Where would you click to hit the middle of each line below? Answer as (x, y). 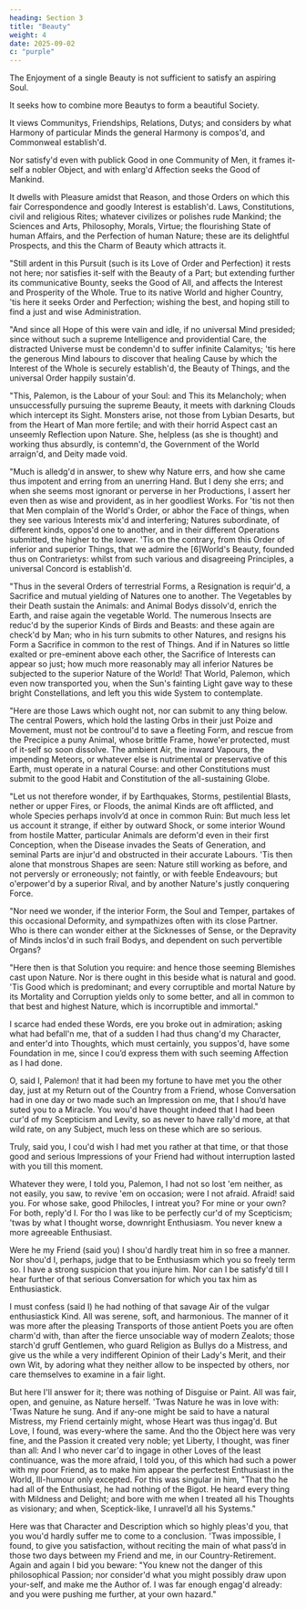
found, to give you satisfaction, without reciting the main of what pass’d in (148, 1546)
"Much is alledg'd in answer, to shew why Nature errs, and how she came (148, 472)
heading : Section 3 (46, 18)
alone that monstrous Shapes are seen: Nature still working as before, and (148, 865)
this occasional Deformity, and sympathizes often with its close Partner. (143, 921)
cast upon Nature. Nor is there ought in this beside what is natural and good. (153, 977)
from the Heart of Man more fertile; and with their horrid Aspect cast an (143, 425)
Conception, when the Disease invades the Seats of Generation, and (138, 845)
